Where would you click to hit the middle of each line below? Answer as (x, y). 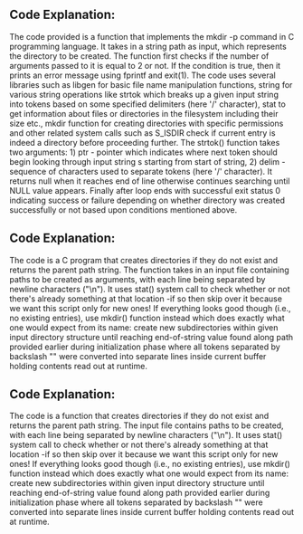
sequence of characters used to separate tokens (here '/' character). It (141, 171)
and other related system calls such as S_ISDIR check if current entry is (142, 133)
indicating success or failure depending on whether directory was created (147, 200)
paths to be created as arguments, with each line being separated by (137, 279)
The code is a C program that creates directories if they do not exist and (144, 260)
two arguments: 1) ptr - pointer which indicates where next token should (143, 152)
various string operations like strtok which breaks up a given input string (144, 94)
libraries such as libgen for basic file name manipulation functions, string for (151, 84)
